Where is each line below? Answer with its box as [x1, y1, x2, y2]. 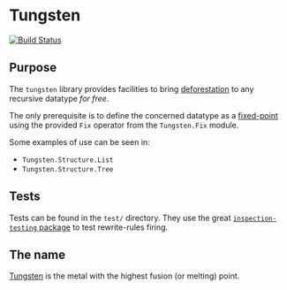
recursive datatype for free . [9, 93, 110, 103]
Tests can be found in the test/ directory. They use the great [9, 212, 231, 223]
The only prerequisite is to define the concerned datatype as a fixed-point [9, 110, 278, 120]
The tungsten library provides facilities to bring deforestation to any [9, 83, 254, 94]
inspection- [232, 214, 277, 223]
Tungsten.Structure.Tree [21, 164, 114, 173]
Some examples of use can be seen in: [9, 136, 150, 147]
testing [9, 223, 38, 233]
